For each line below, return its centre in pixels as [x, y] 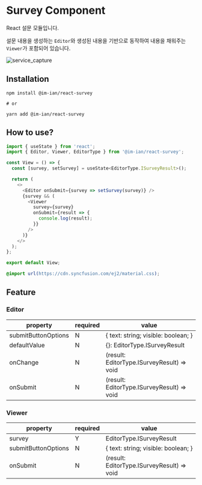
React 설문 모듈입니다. [32, 28]
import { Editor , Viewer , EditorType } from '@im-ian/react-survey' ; [95, 152]
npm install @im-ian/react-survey [50, 93]
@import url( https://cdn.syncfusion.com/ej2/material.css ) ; [83, 274]
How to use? [30, 133]
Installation [28, 79]
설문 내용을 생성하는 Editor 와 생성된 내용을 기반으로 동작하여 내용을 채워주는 [96, 40]
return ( [23, 179]
